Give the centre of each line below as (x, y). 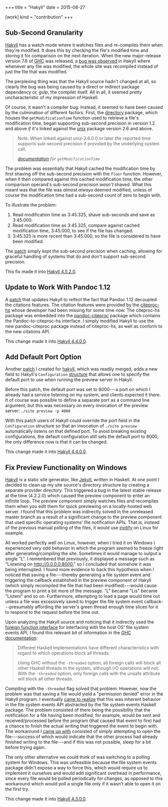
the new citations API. (28, 331)
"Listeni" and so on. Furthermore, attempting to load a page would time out (82, 596)
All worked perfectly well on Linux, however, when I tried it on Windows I (80, 543)
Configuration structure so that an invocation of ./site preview (71, 426)
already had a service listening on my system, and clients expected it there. (83, 395)
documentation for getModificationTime (59, 158)
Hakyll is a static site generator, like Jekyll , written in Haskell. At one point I (82, 480)
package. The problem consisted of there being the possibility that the (78, 710)
